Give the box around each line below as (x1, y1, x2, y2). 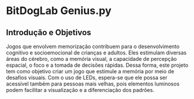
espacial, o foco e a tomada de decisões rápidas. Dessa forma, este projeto (6, 62, 189, 69)
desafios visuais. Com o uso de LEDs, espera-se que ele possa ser (6, 74, 168, 81)
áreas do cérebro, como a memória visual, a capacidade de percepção (6, 56, 177, 62)
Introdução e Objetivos (6, 28, 91, 37)
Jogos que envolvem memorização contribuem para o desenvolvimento (6, 43, 180, 50)
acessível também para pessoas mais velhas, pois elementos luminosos (6, 80, 180, 87)
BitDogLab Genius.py (6, 4, 112, 18)
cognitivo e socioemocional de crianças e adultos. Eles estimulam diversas (6, 49, 187, 56)
